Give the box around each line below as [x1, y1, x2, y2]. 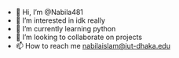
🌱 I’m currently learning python [15, 24, 116, 33]
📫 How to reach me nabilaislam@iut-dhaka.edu [15, 42, 171, 50]
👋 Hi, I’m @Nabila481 [15, 8, 84, 16]
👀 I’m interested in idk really [15, 16, 106, 25]
